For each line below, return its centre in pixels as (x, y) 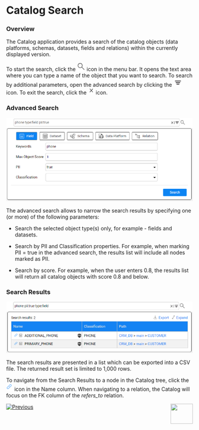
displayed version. (28, 55)
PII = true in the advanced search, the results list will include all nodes (100, 252)
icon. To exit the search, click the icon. (57, 93)
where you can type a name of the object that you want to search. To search (99, 75)
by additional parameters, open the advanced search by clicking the (89, 85)
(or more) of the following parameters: (53, 217)
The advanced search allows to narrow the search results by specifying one (99, 211)
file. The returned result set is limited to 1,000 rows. (69, 369)
